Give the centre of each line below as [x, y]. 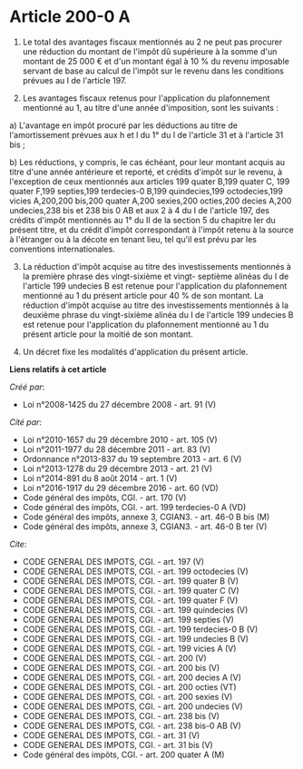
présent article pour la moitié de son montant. [108, 334]
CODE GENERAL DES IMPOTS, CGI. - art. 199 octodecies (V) [135, 571]
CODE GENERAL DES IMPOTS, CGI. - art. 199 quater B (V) [130, 581]
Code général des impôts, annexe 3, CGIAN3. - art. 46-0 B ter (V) [145, 526]
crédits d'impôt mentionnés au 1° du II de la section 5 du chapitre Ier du [143, 220]
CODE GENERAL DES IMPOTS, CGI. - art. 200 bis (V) [121, 667]
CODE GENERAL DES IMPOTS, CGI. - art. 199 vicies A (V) [129, 648]
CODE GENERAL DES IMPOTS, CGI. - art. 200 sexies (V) [127, 696]
